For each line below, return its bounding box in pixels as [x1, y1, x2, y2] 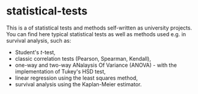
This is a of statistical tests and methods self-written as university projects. [6, 24, 193, 31]
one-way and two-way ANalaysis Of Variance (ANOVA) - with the [14, 61, 178, 69]
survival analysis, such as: [6, 37, 72, 44]
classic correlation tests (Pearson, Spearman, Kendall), [14, 55, 152, 62]
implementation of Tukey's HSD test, [14, 67, 106, 75]
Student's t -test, [14, 48, 56, 55]
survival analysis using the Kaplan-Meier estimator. [14, 80, 142, 88]
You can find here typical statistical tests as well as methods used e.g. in [6, 30, 187, 37]
